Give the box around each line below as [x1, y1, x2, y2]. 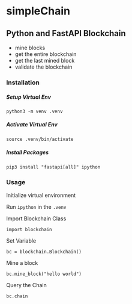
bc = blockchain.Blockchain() [6, 249, 82, 255]
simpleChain [6, 4, 71, 18]
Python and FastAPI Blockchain [6, 28, 126, 39]
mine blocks [14, 44, 46, 51]
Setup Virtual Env [6, 93, 51, 101]
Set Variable [6, 237, 37, 244]
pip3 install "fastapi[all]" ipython [6, 164, 101, 170]
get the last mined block [14, 57, 75, 64]
